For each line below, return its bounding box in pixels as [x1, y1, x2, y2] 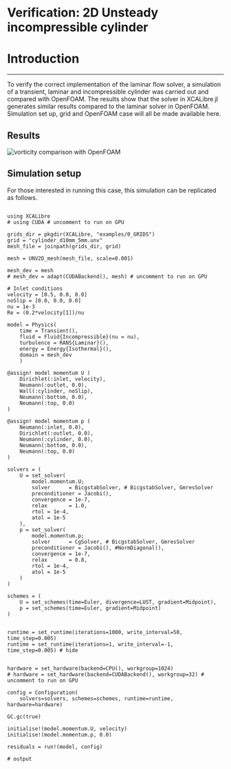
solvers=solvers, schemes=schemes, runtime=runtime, [19, 695, 174, 702]
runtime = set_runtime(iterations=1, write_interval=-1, [7, 641, 174, 648]
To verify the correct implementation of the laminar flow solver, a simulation [7, 81, 221, 89]
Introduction [7, 51, 80, 67]
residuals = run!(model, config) [7, 743, 103, 750]
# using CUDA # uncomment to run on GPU [7, 218, 125, 225]
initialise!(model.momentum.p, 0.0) [7, 731, 112, 738]
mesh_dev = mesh [7, 267, 54, 274]
